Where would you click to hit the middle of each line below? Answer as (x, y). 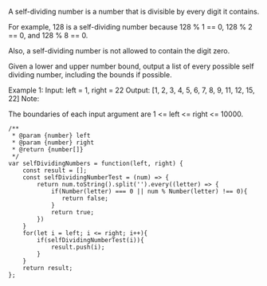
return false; (85, 198)
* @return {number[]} (47, 150)
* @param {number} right (53, 143)
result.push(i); (78, 247)
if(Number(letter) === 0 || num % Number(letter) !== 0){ (149, 191)
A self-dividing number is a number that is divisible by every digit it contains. (134, 12)
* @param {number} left (51, 135)
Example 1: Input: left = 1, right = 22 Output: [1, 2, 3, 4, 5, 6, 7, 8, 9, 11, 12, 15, (132, 90)
